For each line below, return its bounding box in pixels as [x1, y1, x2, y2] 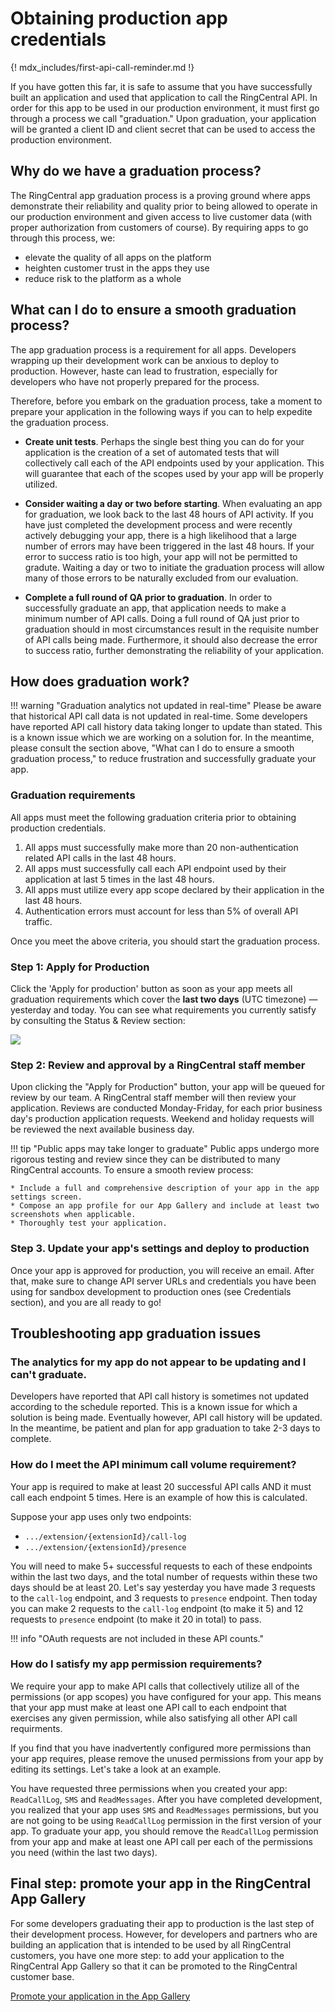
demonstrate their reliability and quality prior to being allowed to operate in [10, 200, 318, 212]
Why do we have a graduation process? [10, 163, 262, 180]
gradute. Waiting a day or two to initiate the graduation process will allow [24, 561, 325, 573]
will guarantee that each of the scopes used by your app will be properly [24, 467, 324, 479]
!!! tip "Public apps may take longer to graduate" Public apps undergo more [10, 1143, 320, 1155]
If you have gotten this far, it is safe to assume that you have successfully [10, 80, 313, 92]
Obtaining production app [10, 7, 228, 30]
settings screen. [10, 1192, 83, 1202]
